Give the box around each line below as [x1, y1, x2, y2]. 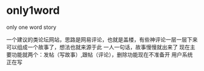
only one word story [6, 23, 56, 31]
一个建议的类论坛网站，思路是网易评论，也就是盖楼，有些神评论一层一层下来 [6, 35, 198, 43]
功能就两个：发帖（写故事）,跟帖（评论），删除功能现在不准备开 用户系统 [11, 51, 193, 58]
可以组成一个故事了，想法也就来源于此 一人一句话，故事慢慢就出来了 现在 [6, 43, 190, 51]
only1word [6, 4, 60, 17]
